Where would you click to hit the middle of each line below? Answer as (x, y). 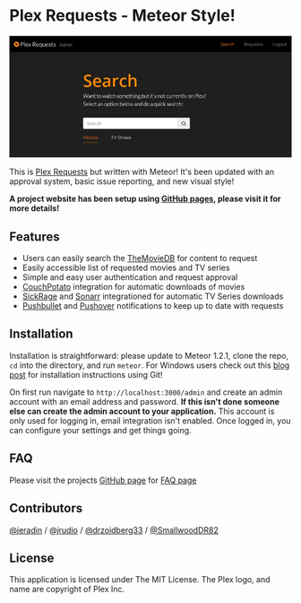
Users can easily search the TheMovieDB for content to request (140, 258)
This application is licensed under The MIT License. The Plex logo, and (140, 580)
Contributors (46, 508)
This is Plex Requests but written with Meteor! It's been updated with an (142, 172)
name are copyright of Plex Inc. (67, 590)
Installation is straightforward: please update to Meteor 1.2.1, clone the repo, (149, 355)
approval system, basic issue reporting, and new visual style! (122, 181)
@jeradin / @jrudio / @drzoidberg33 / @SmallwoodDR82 (114, 529)
